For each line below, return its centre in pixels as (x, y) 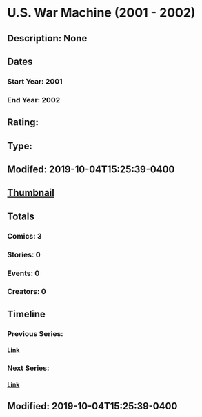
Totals (21, 216)
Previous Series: (35, 333)
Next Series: (28, 368)
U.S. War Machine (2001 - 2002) (101, 13)
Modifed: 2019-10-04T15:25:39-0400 (91, 169)
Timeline (27, 314)
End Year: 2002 (34, 100)
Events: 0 (23, 273)
